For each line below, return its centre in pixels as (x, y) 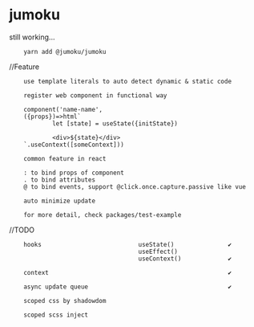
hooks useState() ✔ (127, 244)
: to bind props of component (74, 173)
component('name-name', (63, 109)
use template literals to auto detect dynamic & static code (127, 81)
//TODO (22, 230)
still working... (32, 37)
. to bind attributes (59, 180)
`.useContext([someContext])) (74, 145)
